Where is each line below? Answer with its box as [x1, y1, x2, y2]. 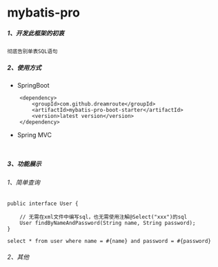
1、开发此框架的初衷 [7, 29, 65, 37]
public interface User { [7, 200, 79, 207]
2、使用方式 [7, 63, 41, 72]
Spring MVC [17, 131, 52, 139]
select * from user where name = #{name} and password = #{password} [7, 237, 212, 244]
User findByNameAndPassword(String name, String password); [19, 219, 196, 226]
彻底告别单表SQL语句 [7, 48, 58, 55]
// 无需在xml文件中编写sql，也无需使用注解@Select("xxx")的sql [19, 213, 188, 220]
